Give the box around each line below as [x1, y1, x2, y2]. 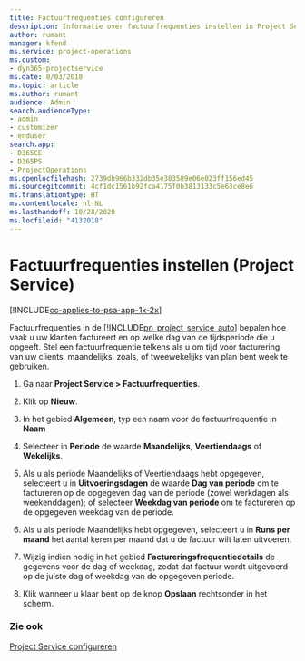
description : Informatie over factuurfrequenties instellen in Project [9, 22, 286, 31]
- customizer [9, 123, 59, 133]
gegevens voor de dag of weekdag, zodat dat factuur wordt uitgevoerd [22, 560, 289, 572]
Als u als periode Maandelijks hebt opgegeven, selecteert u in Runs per [22, 524, 290, 535]
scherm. [22, 597, 54, 608]
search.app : [9, 140, 54, 149]
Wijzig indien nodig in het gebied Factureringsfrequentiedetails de [22, 551, 275, 562]
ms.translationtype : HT [9, 191, 100, 200]
